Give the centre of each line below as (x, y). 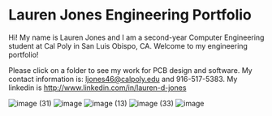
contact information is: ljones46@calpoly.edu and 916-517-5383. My (123, 79)
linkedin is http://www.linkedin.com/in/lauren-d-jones (97, 88)
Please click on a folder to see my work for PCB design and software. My (131, 70)
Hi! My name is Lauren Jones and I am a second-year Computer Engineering (136, 37)
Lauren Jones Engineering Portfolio (130, 15)
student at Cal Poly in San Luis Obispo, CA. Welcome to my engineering (128, 45)
